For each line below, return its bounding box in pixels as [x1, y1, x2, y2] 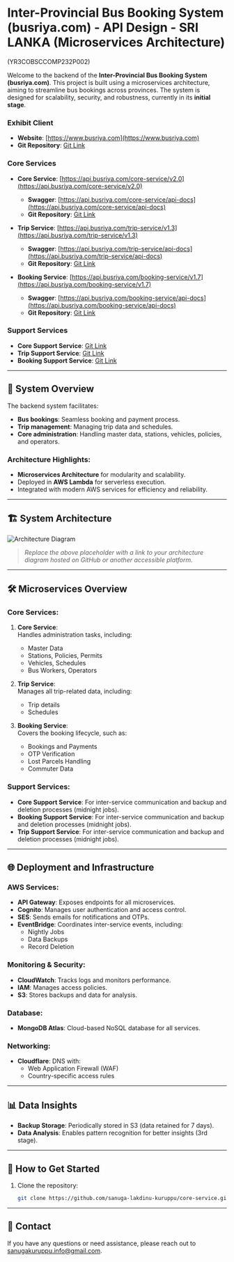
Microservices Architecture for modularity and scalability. [17, 470, 186, 478]
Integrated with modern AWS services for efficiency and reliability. [17, 485, 208, 494]
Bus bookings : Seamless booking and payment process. [17, 415, 180, 423]
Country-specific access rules [27, 1072, 115, 1080]
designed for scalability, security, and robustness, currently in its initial [7, 93, 211, 102]
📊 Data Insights [7, 1099, 78, 1111]
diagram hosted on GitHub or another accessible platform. [24, 555, 193, 564]
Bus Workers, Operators [27, 666, 97, 675]
